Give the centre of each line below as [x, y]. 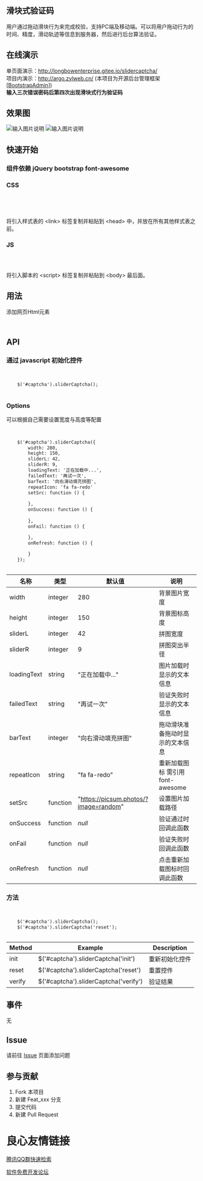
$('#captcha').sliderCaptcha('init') [87, 959]
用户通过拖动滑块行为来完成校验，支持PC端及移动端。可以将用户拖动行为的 [100, 27]
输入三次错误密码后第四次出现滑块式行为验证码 [64, 92]
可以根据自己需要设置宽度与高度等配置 [54, 419]
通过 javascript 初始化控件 [44, 360]
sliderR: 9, [43, 465]
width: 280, [43, 448]
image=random [99, 806]
